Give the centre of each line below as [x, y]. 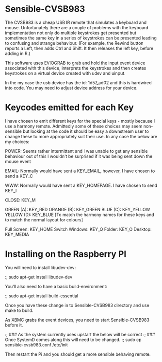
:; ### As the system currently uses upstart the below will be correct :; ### [80, 334]
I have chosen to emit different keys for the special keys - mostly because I [80, 121]
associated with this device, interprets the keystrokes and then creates [76, 68]
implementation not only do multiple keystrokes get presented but [71, 33]
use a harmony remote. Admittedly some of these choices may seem [74, 126]
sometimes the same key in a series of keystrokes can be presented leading [81, 38]
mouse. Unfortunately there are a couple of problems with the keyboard [77, 27]
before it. [14, 325]
